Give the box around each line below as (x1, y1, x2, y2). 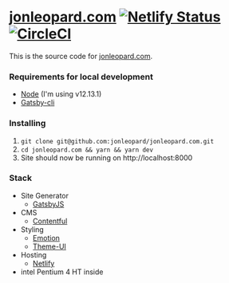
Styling (20, 224, 45, 234)
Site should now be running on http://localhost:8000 (20, 152, 193, 163)
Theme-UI (32, 242, 67, 251)
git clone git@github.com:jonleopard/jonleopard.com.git (20, 137, 215, 145)
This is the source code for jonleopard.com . (9, 51, 153, 61)
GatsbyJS (32, 199, 65, 209)
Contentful (32, 216, 68, 226)
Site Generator (20, 191, 69, 200)
